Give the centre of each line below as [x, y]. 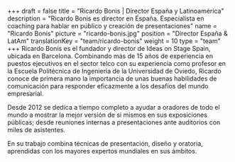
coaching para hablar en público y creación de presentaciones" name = [113, 26]
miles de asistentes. [37, 130]
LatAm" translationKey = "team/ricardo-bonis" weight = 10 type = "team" [114, 41]
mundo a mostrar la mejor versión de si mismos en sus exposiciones [108, 115]
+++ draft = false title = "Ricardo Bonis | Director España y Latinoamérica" [116, 11]
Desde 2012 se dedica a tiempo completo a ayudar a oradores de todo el [114, 107]
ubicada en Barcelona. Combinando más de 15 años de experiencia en [110, 56]
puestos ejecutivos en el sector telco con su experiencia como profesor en [116, 63]
